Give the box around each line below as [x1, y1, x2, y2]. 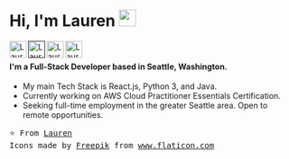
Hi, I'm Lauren [9, 11, 116, 31]
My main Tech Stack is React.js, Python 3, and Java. [22, 81, 218, 92]
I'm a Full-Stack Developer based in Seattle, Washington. [9, 61, 228, 72]
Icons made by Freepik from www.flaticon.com [9, 140, 215, 151]
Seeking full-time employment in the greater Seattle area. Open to [22, 100, 268, 111]
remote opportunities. [22, 110, 104, 120]
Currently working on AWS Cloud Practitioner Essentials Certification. [22, 91, 282, 102]
